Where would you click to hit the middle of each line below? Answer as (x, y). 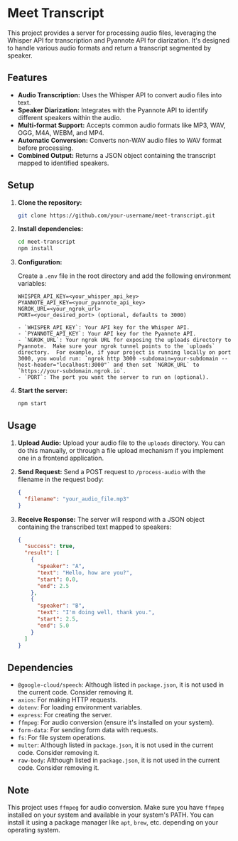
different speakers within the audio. (70, 117)
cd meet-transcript (47, 242)
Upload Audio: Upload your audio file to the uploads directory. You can (121, 443)
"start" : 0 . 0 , (58, 579)
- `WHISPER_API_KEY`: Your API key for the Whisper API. (104, 328)
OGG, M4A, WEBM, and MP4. (61, 132)
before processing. (45, 148)
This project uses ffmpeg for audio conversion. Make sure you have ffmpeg (116, 807)
